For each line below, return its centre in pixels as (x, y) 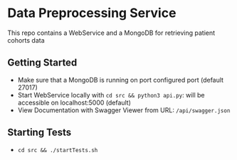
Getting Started (42, 63)
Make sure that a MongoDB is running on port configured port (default (121, 80)
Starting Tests (39, 133)
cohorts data (26, 40)
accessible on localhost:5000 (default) (74, 102)
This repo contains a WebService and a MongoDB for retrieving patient (111, 33)
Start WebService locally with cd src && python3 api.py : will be (111, 95)
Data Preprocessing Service (92, 13)
